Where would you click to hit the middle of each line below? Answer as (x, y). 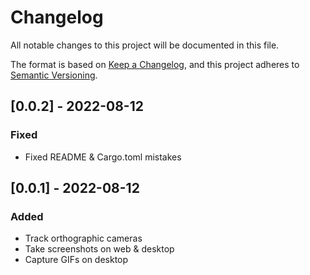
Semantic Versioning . (54, 75)
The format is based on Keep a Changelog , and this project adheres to (155, 64)
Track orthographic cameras (83, 238)
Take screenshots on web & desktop (99, 249)
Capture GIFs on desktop (76, 260)
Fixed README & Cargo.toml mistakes (103, 157)
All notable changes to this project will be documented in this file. (145, 45)
